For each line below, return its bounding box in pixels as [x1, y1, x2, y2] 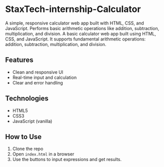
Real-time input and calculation [12, 74, 77, 80]
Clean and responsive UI [12, 69, 63, 75]
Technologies [5, 94, 49, 103]
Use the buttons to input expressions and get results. [12, 156, 121, 162]
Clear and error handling [12, 79, 63, 85]
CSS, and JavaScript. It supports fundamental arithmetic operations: [5, 36, 146, 42]
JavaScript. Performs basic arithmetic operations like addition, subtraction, [5, 25, 159, 31]
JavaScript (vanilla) [12, 118, 52, 124]
